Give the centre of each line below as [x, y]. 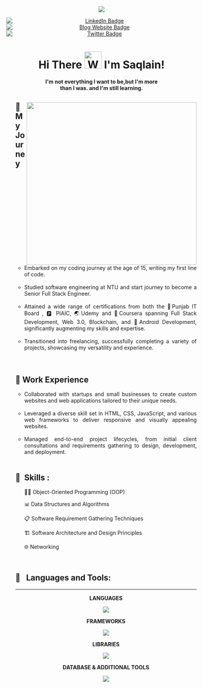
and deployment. [45, 452]
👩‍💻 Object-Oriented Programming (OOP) [74, 492]
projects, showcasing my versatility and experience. [89, 348]
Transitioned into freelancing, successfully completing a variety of [110, 342]
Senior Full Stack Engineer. [57, 294]
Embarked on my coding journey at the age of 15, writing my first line [110, 268]
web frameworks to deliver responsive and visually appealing [110, 420]
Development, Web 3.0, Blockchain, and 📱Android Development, [110, 322]
